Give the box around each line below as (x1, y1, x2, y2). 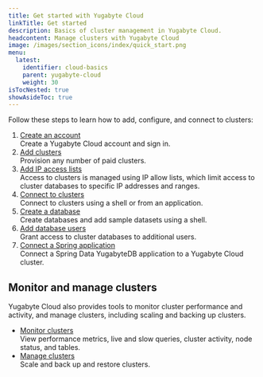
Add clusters (19, 147, 62, 157)
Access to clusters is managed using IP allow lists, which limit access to (19, 173, 256, 183)
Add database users (19, 224, 87, 234)
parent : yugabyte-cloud (22, 71, 102, 79)
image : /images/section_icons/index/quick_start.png (8, 41, 187, 49)
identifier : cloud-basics (22, 64, 109, 72)
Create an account (19, 131, 81, 140)
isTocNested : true (8, 85, 69, 94)
